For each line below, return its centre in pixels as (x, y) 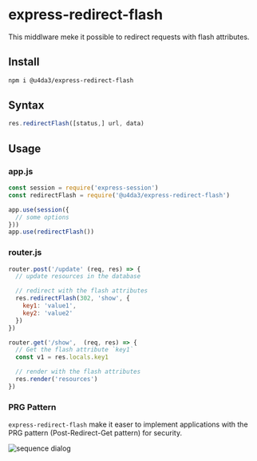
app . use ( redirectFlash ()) (51, 232)
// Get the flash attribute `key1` (75, 350)
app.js (21, 171)
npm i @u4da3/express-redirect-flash (71, 80)
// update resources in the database (78, 276)
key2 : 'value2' (48, 313)
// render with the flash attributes (78, 372)
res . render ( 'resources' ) (57, 380)
